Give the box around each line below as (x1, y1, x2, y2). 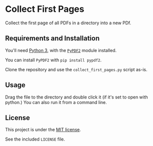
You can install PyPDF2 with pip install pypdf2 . (5, 57, 102, 63)
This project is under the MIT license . (5, 127, 81, 133)
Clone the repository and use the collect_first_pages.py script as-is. (5, 66, 148, 72)
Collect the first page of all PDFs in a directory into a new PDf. (5, 20, 131, 26)
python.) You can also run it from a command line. (5, 99, 107, 105)
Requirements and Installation (5, 34, 100, 43)
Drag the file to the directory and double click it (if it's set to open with (5, 94, 149, 100)
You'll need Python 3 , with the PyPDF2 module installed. (5, 47, 117, 53)
